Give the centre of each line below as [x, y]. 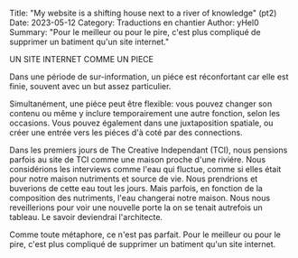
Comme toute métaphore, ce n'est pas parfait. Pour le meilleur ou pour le [145, 235]
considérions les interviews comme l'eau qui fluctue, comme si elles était [145, 169]
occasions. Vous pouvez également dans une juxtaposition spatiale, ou [141, 123]
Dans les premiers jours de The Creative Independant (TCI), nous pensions [149, 150]
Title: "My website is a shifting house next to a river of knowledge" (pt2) [143, 13]
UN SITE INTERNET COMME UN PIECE [81, 59]
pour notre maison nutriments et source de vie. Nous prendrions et [134, 179]
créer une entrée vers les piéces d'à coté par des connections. [126, 133]
